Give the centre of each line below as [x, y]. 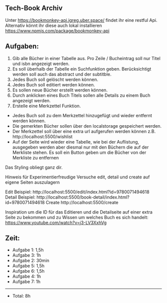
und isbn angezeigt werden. [41, 64]
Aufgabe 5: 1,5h [28, 266]
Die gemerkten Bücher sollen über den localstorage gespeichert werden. [87, 126]
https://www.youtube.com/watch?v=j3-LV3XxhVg [56, 223]
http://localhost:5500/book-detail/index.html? [83, 197]
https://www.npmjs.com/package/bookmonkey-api [57, 31]
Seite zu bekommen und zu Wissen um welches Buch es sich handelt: [77, 217]
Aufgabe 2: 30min [31, 261]
